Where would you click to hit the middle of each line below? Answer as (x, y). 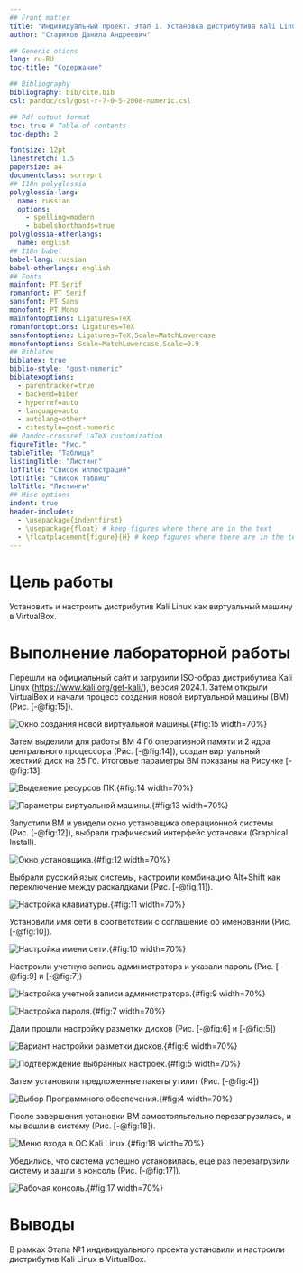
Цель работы (61, 582)
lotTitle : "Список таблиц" (60, 478)
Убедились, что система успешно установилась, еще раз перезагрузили (150, 1161)
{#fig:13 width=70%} (190, 806)
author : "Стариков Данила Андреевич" (80, 34)
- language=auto (48, 411)
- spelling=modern (60, 218)
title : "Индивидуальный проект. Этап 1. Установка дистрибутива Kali (143, 26)
